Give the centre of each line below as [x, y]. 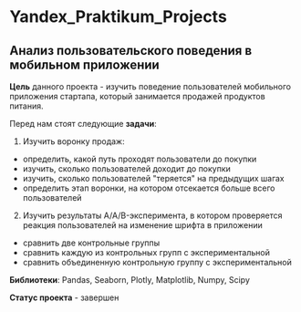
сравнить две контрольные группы [91, 243]
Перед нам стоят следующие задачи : [83, 124]
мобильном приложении [84, 64]
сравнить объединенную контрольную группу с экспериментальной [157, 262]
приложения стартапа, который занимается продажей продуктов [138, 96]
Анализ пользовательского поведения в [131, 51]
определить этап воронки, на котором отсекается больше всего [149, 188]
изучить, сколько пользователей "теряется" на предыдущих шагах [153, 178]
